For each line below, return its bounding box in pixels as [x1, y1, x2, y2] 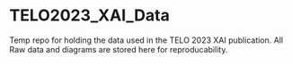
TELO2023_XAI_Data [9, 5, 171, 26]
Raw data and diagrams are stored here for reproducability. [9, 44, 228, 54]
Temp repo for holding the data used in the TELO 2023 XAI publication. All [9, 35, 284, 45]
